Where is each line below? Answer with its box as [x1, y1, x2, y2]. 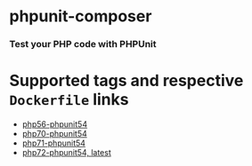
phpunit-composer [9, 6, 152, 27]
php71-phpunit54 [21, 138, 86, 148]
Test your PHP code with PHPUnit [9, 38, 158, 51]
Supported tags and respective [9, 71, 244, 91]
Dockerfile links [9, 90, 129, 110]
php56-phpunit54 [21, 119, 87, 130]
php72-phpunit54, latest [21, 147, 111, 158]
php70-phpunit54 [21, 129, 87, 139]
